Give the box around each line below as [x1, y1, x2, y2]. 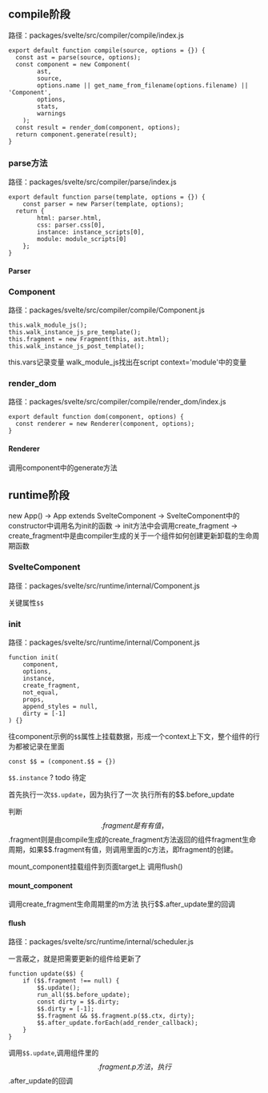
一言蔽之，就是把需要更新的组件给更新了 [8, 954, 142, 963]
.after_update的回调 [8, 1076, 74, 1086]
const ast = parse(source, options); [15, 53, 142, 62]
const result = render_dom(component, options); [15, 123, 181, 131]
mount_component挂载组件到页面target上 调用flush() [8, 862, 183, 871]
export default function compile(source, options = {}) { [8, 46, 206, 54]
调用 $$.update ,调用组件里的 [8, 1048, 99, 1058]
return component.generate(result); [15, 131, 138, 139]
